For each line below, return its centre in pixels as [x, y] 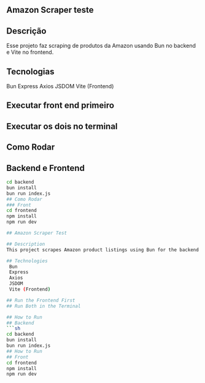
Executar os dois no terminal [62, 126]
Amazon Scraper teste [50, 10]
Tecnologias [30, 71]
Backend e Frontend [45, 168]
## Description [26, 244]
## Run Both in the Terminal [44, 306]
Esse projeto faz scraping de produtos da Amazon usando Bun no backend [101, 46]
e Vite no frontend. [30, 52]
